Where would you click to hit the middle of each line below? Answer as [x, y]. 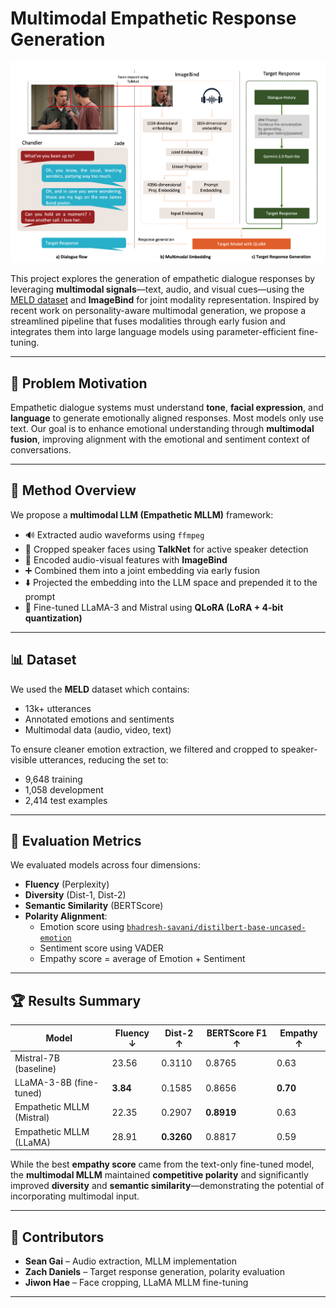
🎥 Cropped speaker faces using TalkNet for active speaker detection [166, 549]
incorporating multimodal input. [75, 1196]
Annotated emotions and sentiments [99, 719]
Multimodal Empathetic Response [153, 18]
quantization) [53, 618]
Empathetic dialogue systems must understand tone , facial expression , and [167, 407]
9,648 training [53, 779]
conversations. [41, 449]
